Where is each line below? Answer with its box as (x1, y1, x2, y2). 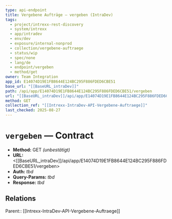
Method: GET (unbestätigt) (12, 147, 71, 153)
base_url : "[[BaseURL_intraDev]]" (5, 84, 79, 89)
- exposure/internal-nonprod (10, 41, 72, 46)
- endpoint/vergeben (10, 65, 54, 70)
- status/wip (10, 50, 38, 55)
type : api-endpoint (5, 7, 47, 13)
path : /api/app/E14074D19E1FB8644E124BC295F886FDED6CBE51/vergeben (5, 88, 153, 94)
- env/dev (10, 36, 31, 42)
